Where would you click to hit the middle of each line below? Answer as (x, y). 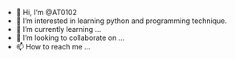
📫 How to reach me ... (53, 47)
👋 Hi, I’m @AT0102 (47, 12)
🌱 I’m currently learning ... (59, 29)
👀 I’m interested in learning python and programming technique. (121, 21)
